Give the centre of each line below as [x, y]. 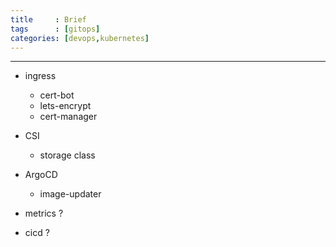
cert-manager [68, 117]
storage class [67, 155]
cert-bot [57, 95]
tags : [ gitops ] [55, 29]
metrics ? [44, 213]
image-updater [70, 194]
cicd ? [37, 233]
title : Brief [48, 19]
